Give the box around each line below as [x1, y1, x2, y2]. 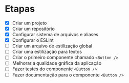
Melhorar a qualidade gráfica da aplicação [12, 60, 102, 66]
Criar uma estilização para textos [12, 49, 82, 55]
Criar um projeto [12, 20, 47, 26]
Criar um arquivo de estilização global [12, 43, 93, 49]
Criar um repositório [12, 26, 55, 32]
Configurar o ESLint [12, 37, 54, 43]
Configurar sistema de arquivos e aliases [12, 32, 98, 38]
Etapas [5, 3, 35, 15]
